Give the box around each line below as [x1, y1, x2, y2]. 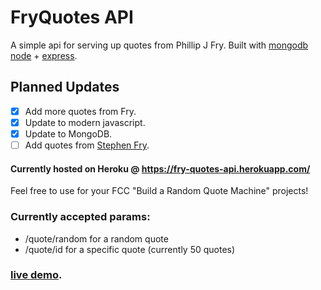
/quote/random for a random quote [24, 232, 169, 245]
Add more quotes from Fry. [24, 105, 137, 117]
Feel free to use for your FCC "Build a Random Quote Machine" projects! [10, 185, 309, 197]
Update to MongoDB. [24, 127, 113, 140]
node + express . [10, 49, 78, 61]
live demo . [10, 268, 63, 282]
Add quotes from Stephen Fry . [24, 139, 150, 151]
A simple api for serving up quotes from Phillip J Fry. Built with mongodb [10, 39, 309, 51]
